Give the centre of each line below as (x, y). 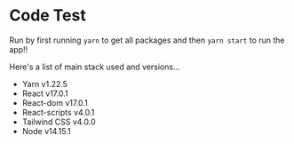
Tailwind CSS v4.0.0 (59, 122)
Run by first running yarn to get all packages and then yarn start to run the (147, 40)
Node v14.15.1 (46, 131)
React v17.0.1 (45, 93)
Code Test (48, 16)
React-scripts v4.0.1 (58, 112)
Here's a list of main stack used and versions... (95, 67)
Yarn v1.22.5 (45, 84)
